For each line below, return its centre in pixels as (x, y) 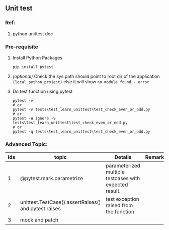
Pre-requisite (22, 46)
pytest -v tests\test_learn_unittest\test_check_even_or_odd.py (81, 109)
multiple (115, 172)
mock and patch (39, 220)
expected (117, 185)
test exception (122, 199)
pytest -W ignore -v (34, 118)
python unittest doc (33, 34)
